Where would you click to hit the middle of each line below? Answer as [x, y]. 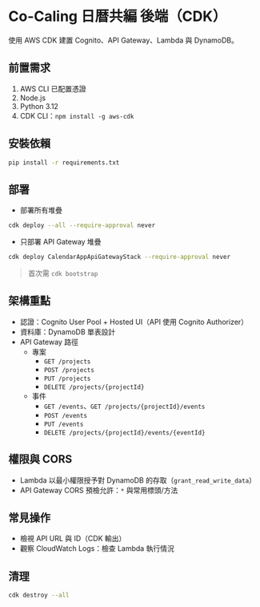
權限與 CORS [40, 459]
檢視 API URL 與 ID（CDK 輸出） [73, 539]
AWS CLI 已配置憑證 [53, 88]
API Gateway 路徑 [49, 342]
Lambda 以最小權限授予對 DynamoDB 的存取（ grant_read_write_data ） [138, 480]
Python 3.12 [39, 106]
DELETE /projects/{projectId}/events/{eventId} [124, 433]
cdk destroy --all [39, 595]
